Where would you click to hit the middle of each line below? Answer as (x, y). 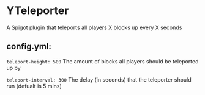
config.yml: (29, 47)
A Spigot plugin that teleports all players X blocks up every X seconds (94, 27)
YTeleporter (38, 11)
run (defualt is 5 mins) (34, 86)
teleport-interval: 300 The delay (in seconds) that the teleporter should (99, 79)
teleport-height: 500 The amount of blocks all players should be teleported (102, 61)
